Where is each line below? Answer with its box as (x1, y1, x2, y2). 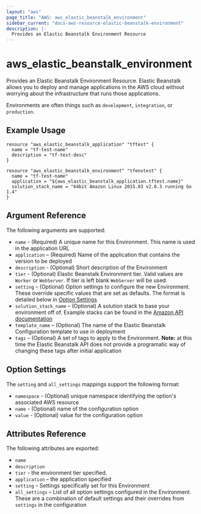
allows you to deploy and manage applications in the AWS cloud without (6, 84, 185, 91)
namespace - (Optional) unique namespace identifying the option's (14, 392, 177, 400)
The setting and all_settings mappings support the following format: (6, 380, 180, 387)
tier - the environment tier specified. (14, 469, 107, 477)
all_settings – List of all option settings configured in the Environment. (14, 489, 191, 496)
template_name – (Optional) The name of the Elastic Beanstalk (14, 321, 166, 328)
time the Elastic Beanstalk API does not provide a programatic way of (14, 340, 186, 348)
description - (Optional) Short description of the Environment (14, 263, 168, 271)
